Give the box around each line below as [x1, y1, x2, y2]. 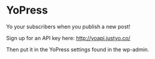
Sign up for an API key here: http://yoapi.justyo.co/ [6, 34, 131, 41]
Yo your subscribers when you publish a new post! [6, 23, 131, 30]
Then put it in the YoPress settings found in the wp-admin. [6, 45, 150, 53]
